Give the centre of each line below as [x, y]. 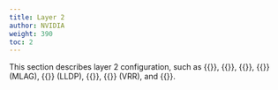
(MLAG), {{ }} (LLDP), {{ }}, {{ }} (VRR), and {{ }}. [93, 77]
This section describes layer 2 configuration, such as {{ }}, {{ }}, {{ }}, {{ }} [139, 67]
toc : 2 [21, 42]
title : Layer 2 [37, 17]
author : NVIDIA [37, 26]
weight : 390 [31, 34]
